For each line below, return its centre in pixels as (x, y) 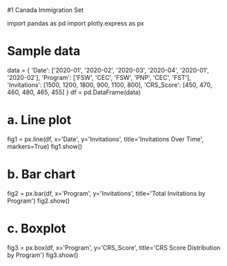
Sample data (44, 51)
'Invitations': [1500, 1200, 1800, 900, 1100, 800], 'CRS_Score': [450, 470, (110, 85)
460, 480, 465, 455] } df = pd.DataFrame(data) (74, 92)
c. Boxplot (37, 228)
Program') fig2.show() (39, 201)
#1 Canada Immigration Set (46, 10)
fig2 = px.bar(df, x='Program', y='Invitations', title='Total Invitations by (106, 193)
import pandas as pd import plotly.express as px (76, 23)
